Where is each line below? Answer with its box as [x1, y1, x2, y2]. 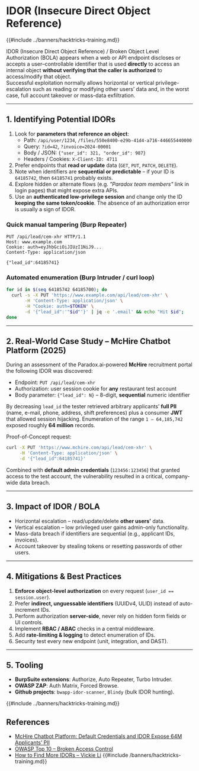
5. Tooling [6, 660, 43, 670]
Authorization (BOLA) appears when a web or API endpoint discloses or [6, 54, 181, 61]
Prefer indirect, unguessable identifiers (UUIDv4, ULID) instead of [14, 599, 179, 607]
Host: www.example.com [6, 239, 62, 245]
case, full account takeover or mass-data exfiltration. [6, 92, 136, 99]
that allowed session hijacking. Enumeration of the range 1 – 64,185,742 [6, 415, 183, 422]
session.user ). [14, 593, 50, 601]
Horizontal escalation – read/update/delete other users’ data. [14, 517, 165, 524]
